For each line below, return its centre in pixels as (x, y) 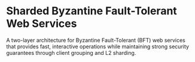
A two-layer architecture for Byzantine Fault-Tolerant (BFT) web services (96, 40)
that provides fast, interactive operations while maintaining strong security (98, 46)
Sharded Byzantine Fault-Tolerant (92, 11)
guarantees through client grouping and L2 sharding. (71, 52)
